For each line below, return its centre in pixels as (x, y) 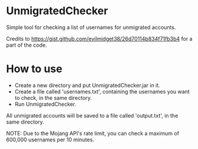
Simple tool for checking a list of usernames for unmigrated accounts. (91, 27)
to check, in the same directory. (53, 98)
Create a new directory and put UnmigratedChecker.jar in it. (87, 85)
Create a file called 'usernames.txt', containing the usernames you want (102, 91)
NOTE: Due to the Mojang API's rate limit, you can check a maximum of (92, 133)
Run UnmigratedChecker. (46, 104)
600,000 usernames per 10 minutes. (50, 140)
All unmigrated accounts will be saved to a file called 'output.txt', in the (92, 115)
